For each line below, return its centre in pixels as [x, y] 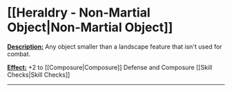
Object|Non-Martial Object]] [90, 27]
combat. [19, 54]
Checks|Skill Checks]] [39, 75]
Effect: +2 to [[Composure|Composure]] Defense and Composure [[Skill [110, 67]
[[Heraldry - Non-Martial [79, 13]
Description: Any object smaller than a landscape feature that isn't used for [115, 46]
